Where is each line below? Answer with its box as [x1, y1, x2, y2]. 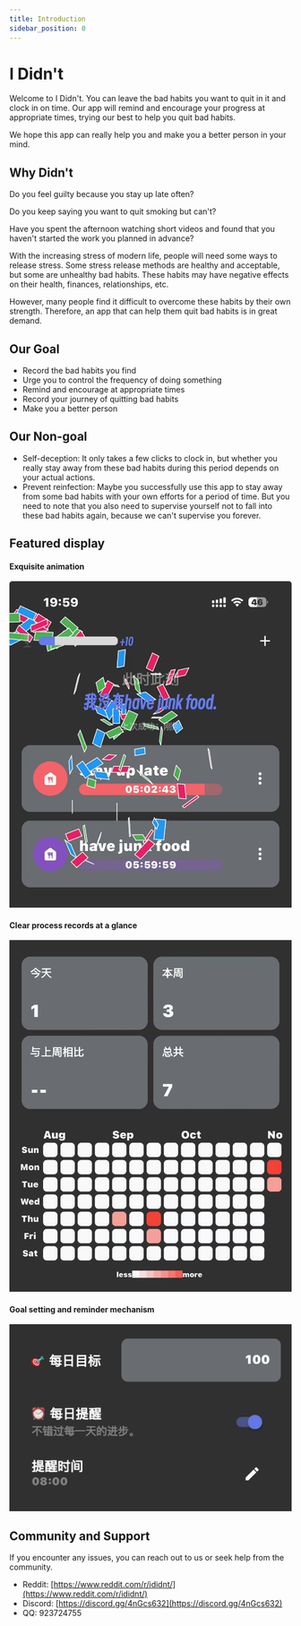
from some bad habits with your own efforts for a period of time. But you [21, 491, 290, 502]
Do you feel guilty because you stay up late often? [9, 189, 194, 200]
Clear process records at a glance [9, 919, 138, 931]
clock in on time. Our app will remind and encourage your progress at [9, 103, 266, 114]
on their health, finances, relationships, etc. [9, 279, 169, 290]
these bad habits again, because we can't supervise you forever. [21, 510, 262, 520]
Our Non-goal [9, 429, 88, 444]
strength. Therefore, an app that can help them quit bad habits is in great [9, 305, 278, 317]
